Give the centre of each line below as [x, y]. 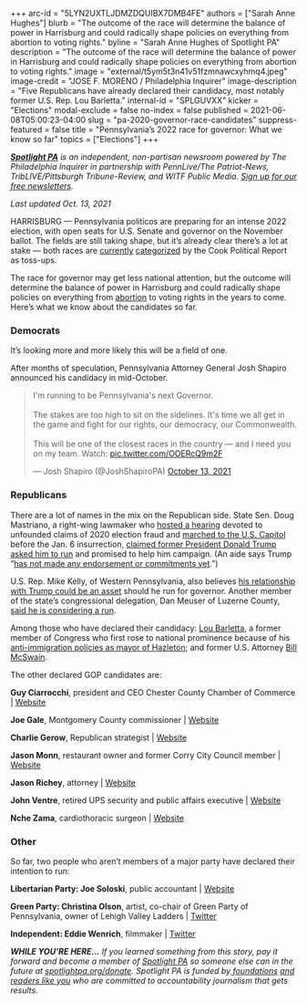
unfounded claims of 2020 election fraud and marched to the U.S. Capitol [148, 534]
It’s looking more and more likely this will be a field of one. [119, 350]
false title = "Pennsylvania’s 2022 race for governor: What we [167, 130]
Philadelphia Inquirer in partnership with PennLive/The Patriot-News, [140, 167]
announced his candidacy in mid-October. [89, 378]
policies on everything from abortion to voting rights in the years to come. [148, 297]
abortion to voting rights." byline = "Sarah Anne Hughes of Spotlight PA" [145, 42]
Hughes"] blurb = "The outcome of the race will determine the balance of [148, 23]
